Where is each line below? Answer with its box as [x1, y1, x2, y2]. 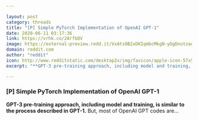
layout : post [6, 14, 38, 19]
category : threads [6, 19, 51, 25]
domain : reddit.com [6, 46, 54, 53]
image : [6, 41, 22, 47]
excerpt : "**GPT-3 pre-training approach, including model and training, [6, 63, 192, 69]
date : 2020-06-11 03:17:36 [6, 30, 72, 36]
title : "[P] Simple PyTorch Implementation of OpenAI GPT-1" [6, 25, 160, 31]
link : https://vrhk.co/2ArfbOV [6, 36, 83, 42]
